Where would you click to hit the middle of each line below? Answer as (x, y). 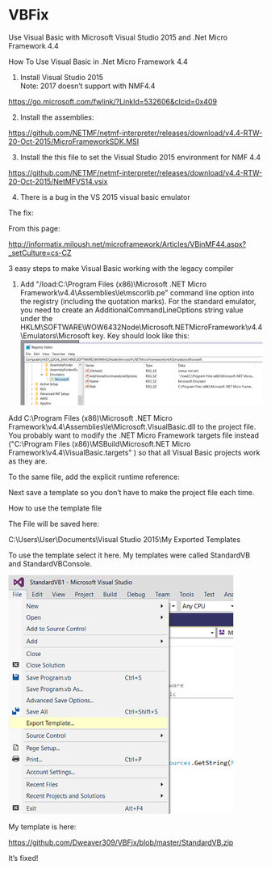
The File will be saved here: (54, 524)
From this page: (34, 228)
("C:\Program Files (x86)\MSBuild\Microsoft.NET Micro (100, 443)
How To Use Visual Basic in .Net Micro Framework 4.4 (98, 61)
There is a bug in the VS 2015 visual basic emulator (105, 197)
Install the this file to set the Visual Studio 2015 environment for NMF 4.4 (140, 157)
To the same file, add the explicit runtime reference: (94, 477)
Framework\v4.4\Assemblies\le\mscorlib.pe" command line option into (137, 292)
